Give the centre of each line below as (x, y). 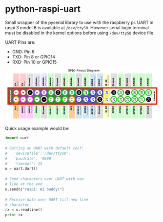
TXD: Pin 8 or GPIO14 (33, 56)
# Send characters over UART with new (44, 179)
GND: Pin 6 (23, 52)
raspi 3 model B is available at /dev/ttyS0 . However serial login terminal (77, 27)
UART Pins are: (20, 42)
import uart (17, 138)
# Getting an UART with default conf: (44, 148)
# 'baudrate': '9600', (30, 158)
